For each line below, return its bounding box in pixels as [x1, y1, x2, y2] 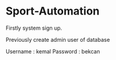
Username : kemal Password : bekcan [5, 47, 100, 55]
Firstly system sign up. [5, 24, 63, 32]
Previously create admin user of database [5, 36, 111, 43]
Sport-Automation [5, 4, 100, 18]
